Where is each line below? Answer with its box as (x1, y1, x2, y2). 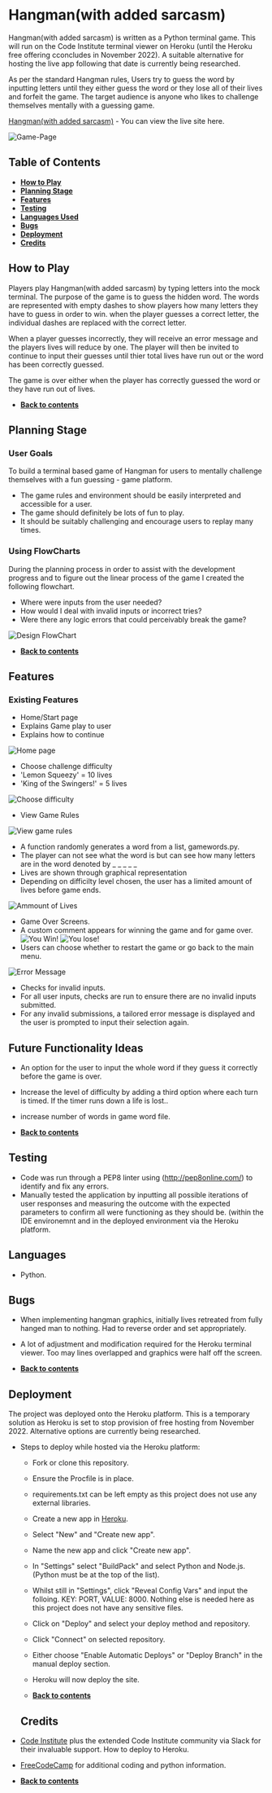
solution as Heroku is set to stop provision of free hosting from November (8, 1417, 255, 1427)
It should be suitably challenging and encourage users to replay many (19, 516, 254, 526)
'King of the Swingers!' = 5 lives (19, 779, 127, 789)
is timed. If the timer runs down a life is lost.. (19, 1096, 169, 1105)
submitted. (19, 1000, 57, 1010)
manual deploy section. (32, 1659, 111, 1669)
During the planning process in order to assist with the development (8, 564, 235, 573)
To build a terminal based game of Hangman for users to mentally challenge (8, 466, 262, 476)
